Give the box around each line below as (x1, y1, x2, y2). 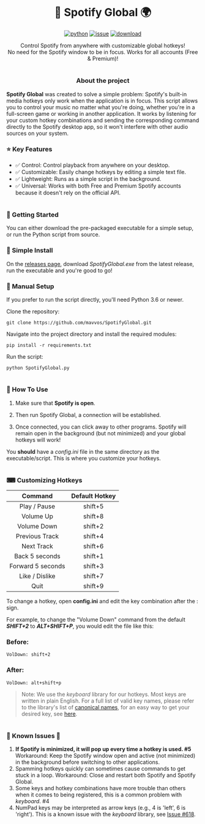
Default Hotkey (71, 492, 116, 500)
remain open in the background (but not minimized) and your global (15, 429, 186, 437)
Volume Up (21, 512, 53, 521)
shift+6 (83, 542, 104, 551)
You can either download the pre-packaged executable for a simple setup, (6, 224, 194, 232)
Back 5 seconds (14, 552, 61, 560)
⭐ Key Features (6, 145, 53, 154)
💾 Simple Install (6, 246, 53, 255)
